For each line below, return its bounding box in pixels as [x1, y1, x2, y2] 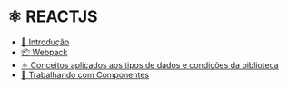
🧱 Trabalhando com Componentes [20, 69, 150, 80]
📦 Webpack [20, 46, 68, 57]
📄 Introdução [20, 36, 70, 47]
